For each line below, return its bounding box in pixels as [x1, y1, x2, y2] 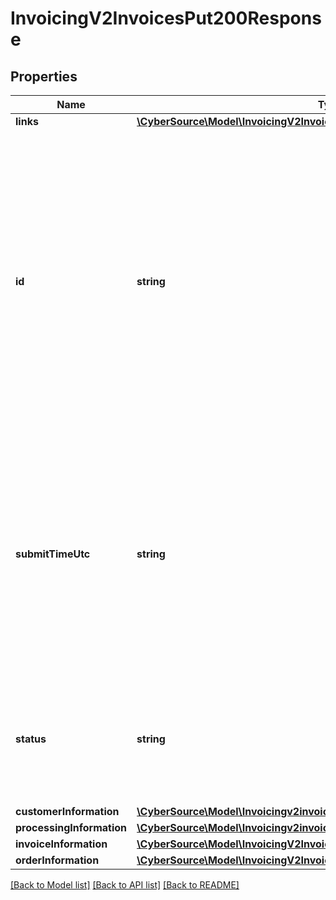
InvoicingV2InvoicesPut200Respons [10, 7, 322, 30]
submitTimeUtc [15, 547, 91, 561]
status [15, 732, 47, 746]
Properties [10, 68, 78, 85]
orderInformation [15, 853, 100, 867]
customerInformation [15, 805, 120, 818]
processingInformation [15, 821, 128, 834]
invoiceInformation [15, 837, 108, 851]
